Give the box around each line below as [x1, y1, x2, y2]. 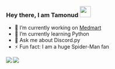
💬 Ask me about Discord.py [14, 37, 81, 44]
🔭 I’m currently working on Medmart [14, 24, 102, 32]
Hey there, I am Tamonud [6, 11, 79, 19]
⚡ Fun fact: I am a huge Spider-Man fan [14, 43, 109, 50]
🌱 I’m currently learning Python [14, 30, 89, 37]
